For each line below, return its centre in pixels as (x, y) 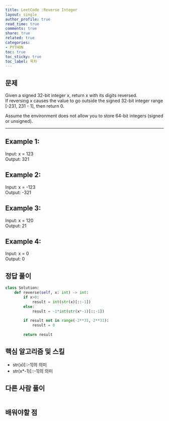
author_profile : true (28, 19)
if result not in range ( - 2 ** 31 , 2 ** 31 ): (66, 321)
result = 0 (44, 325)
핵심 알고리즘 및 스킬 (35, 352)
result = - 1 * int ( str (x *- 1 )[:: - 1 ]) (68, 311)
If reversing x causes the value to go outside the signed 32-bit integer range (84, 101)
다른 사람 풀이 (25, 388)
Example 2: (23, 175)
